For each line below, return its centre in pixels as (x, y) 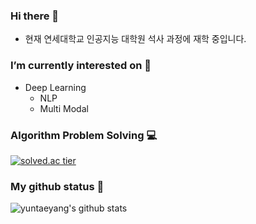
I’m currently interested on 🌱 (81, 66)
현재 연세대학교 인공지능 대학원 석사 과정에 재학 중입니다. (135, 39)
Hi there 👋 (35, 16)
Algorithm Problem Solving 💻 (84, 135)
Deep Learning (55, 87)
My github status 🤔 (57, 186)
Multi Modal (64, 108)
